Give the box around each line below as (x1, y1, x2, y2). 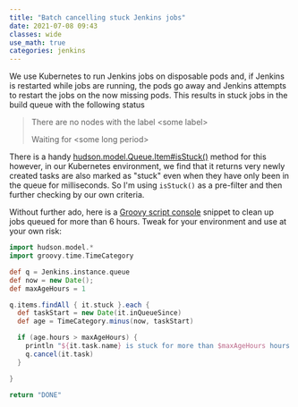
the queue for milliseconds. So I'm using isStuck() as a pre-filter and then (9, 180, 283, 191)
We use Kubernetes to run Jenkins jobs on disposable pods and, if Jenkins (9, 71, 285, 81)
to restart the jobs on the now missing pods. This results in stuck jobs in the (9, 90, 288, 101)
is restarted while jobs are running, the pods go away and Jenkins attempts (9, 81, 287, 91)
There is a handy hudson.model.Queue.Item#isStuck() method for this (9, 151, 267, 162)
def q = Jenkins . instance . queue (9, 267, 130, 276)
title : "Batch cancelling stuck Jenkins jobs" (9, 13, 186, 22)
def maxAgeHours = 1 (9, 284, 87, 293)
